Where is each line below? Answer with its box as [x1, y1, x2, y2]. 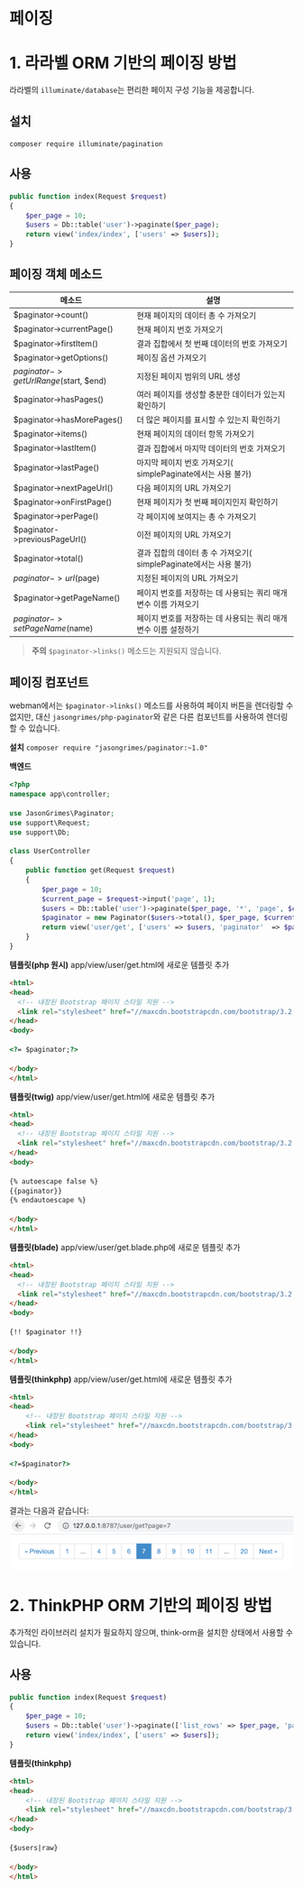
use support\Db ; [9, 827, 70, 837]
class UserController [9, 847, 91, 856]
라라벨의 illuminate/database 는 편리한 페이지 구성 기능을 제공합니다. [9, 85, 255, 96]
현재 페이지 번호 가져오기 [136, 324, 224, 335]
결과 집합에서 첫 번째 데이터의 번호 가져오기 [136, 338, 288, 349]
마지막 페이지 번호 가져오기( [136, 456, 234, 467]
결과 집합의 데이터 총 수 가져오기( [136, 548, 252, 558]
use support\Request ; [9, 818, 91, 827]
